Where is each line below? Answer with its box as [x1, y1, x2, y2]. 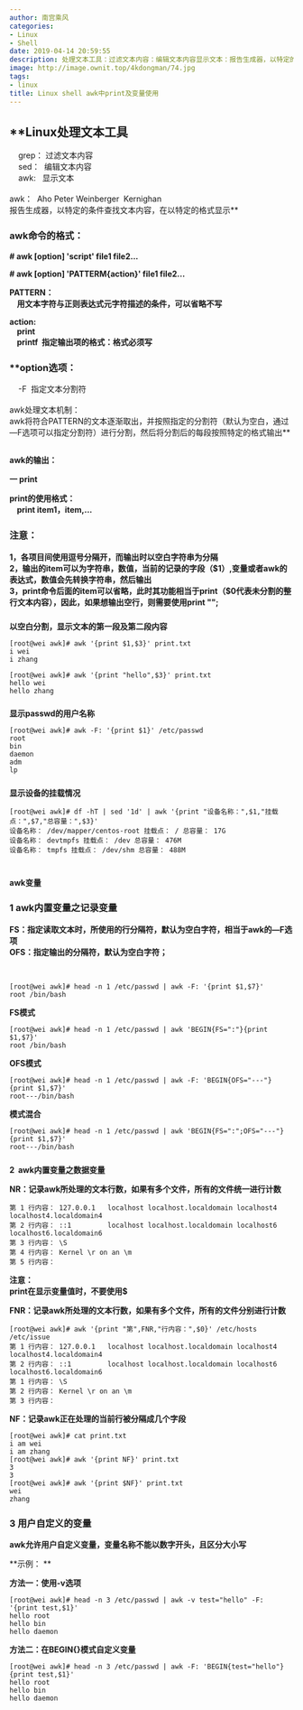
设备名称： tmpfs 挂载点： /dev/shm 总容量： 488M [9, 846, 187, 855]
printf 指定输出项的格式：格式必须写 [16, 336, 153, 348]
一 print [9, 474, 38, 485]
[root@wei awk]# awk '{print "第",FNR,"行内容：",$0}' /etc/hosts [9, 1324, 257, 1334]
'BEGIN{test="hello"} [202, 1662, 284, 1671]
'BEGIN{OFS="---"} [202, 1075, 272, 1084]
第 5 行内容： [9, 1257, 56, 1267]
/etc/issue [9, 1333, 50, 1342]
